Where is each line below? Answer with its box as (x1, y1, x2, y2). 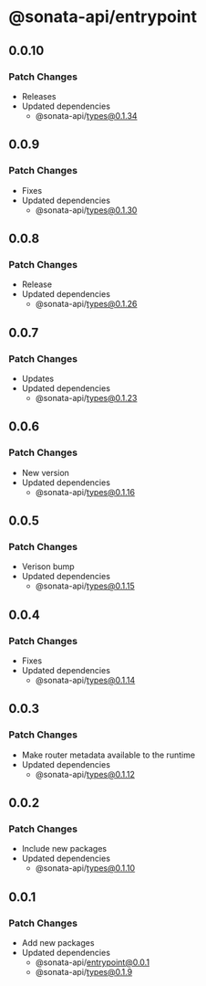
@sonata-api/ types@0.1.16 (35, 486, 136, 497)
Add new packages (21, 938, 95, 949)
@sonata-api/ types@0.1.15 (35, 580, 136, 591)
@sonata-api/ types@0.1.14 (35, 674, 136, 685)
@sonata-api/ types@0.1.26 (35, 299, 138, 310)
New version (21, 467, 70, 478)
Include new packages (21, 843, 107, 854)
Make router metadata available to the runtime (21, 749, 196, 760)
